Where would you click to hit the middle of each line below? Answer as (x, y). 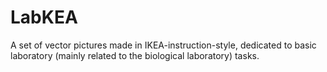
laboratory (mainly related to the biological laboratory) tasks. (135, 55)
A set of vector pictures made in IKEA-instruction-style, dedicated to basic (163, 45)
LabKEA (44, 17)
